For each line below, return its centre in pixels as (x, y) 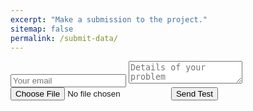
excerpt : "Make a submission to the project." (109, 19)
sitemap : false (42, 29)
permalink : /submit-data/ (64, 38)
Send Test (194, 94)
